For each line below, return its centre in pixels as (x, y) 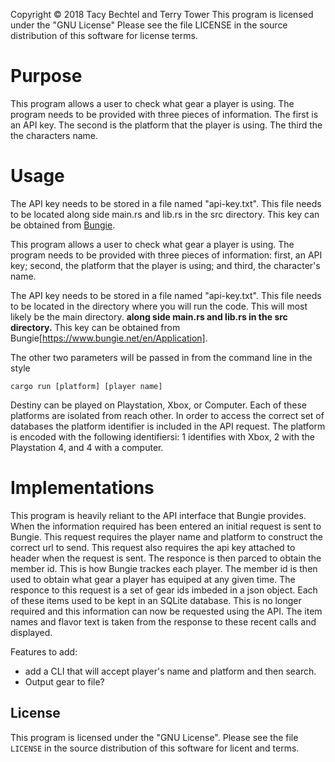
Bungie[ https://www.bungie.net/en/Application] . (109, 338)
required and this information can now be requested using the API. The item (166, 611)
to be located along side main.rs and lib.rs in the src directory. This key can (165, 214)
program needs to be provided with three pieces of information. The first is (164, 114)
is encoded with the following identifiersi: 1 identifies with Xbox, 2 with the (162, 436)
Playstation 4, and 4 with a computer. (87, 447)
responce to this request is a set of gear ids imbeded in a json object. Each (164, 590)
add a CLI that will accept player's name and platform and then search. (170, 671)
